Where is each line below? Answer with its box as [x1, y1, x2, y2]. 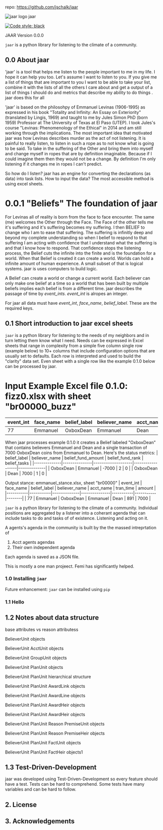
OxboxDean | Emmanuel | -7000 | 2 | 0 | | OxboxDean [50, 465, 158, 471]
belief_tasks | [5, 460, 32, 466]
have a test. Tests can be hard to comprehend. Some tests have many [5, 781, 145, 787]
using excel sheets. [5, 181, 44, 186]
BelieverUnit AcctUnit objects [5, 645, 64, 651]
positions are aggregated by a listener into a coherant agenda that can [5, 510, 146, 516]
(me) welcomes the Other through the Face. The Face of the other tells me [5, 219, 154, 225]
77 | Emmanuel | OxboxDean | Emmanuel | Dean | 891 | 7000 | [27, 495, 151, 501]
